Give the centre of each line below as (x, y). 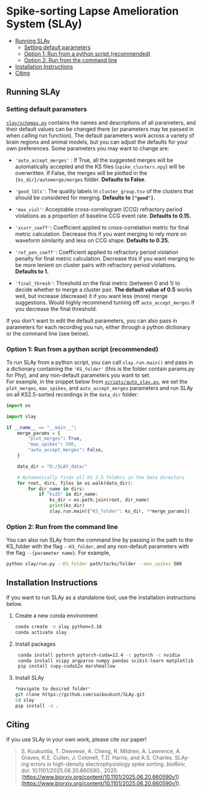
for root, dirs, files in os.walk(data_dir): (75, 483)
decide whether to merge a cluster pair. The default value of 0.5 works (103, 290)
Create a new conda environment (56, 615)
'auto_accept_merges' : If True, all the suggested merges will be (94, 160)
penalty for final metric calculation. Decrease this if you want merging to (105, 258)
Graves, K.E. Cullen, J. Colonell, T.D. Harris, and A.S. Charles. (97, 757)
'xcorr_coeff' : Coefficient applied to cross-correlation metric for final (102, 227)
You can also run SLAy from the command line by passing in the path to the (100, 540)
